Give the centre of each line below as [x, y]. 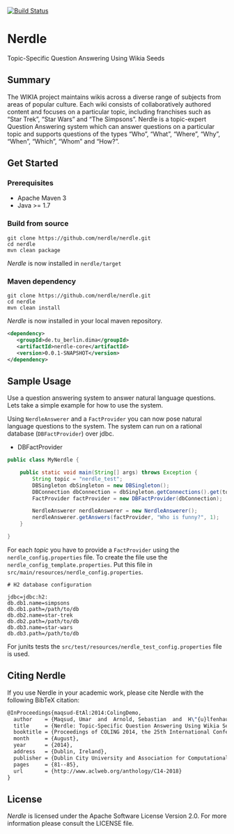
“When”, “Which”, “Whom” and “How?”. [63, 141]
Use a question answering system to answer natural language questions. [111, 398]
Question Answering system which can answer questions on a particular [111, 126]
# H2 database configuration [49, 585]
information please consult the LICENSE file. [71, 824]
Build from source [38, 224]
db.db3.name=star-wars [40, 627]
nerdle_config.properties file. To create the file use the [87, 557]
